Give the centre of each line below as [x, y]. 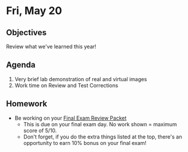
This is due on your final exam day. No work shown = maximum [100, 124]
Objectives [26, 33]
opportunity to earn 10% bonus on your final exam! [85, 143]
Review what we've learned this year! [51, 46]
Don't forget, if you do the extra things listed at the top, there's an [103, 137]
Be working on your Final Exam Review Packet [70, 118]
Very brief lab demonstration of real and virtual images [81, 79]
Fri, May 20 [34, 11]
